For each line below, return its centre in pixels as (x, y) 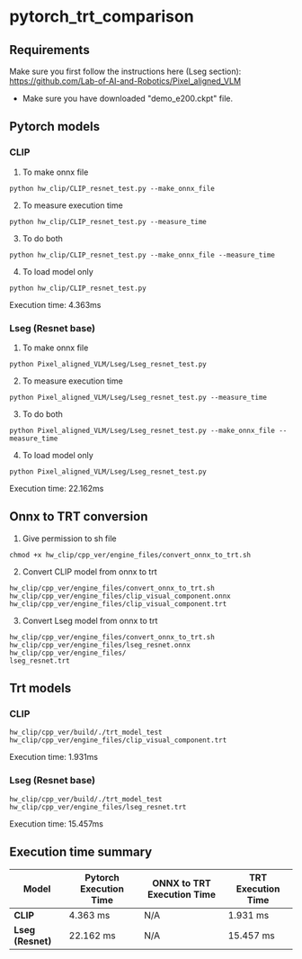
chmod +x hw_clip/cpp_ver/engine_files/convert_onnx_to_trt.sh (130, 555)
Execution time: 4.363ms (55, 304)
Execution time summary (81, 852)
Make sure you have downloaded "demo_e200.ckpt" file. (128, 98)
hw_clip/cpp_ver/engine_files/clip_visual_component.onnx (120, 596)
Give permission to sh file (69, 538)
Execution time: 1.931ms (54, 757)
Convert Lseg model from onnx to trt (90, 620)
